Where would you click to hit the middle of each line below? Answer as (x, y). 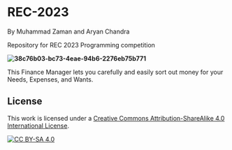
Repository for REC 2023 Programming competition (81, 45)
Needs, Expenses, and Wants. (50, 79)
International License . (38, 126)
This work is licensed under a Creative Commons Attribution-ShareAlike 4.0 (116, 118)
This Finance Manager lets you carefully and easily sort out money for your (115, 72)
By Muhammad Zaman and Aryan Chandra (68, 31)
